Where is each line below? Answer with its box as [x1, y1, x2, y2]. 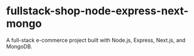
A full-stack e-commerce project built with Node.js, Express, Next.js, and [6, 36, 186, 43]
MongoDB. [6, 43, 33, 50]
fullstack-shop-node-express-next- [6, 4, 189, 18]
